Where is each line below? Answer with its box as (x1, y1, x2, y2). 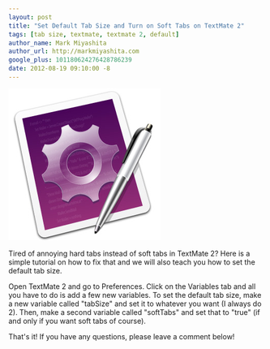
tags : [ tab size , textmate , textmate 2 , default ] (8, 30, 180, 38)
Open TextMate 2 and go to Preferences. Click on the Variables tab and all (8, 281, 256, 291)
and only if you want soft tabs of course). (8, 316, 146, 325)
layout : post (8, 13, 53, 21)
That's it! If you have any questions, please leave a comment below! (8, 331, 235, 341)
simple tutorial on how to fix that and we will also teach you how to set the (8, 256, 255, 267)
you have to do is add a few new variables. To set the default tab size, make (8, 290, 262, 299)
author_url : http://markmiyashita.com (8, 47, 139, 56)
